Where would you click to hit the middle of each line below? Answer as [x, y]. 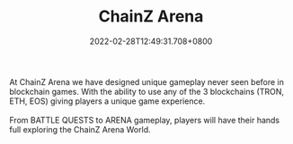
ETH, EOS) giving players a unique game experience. [107, 101]
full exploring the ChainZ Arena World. [80, 129]
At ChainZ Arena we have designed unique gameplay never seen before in [147, 81]
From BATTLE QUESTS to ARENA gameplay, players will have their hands [145, 120]
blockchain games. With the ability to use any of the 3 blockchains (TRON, [147, 91]
